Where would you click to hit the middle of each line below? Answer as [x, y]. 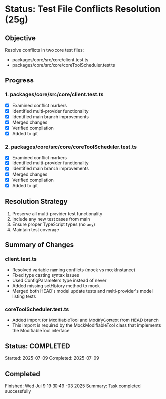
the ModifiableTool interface [41, 330]
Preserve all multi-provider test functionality [57, 213]
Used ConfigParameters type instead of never [59, 280]
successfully [18, 391]
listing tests [24, 296]
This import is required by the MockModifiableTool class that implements [86, 325]
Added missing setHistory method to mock [56, 286]
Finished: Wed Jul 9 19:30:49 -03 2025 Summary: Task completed [73, 386]
